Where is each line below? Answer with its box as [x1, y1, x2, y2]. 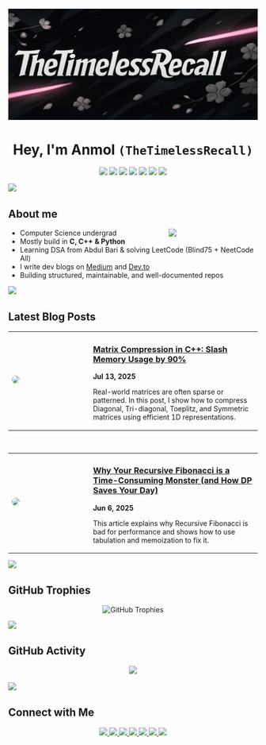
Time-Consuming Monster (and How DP [93, 475, 253, 486]
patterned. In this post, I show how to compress [93, 396, 248, 405]
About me [8, 207, 58, 221]
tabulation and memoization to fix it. [93, 535, 210, 545]
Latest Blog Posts [8, 310, 97, 323]
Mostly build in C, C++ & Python [19, 237, 126, 246]
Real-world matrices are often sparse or [93, 387, 224, 397]
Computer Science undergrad [19, 228, 117, 238]
